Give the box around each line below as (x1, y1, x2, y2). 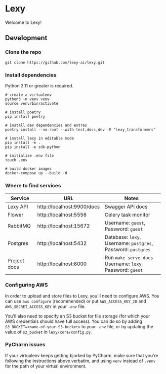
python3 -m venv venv (5, 96, 50, 102)
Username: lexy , (104, 260, 143, 267)
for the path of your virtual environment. (5, 363, 86, 369)
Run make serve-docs (104, 254, 153, 261)
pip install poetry (5, 114, 45, 119)
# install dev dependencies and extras (5, 123, 87, 128)
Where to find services (5, 182, 61, 189)
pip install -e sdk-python (5, 145, 61, 150)
